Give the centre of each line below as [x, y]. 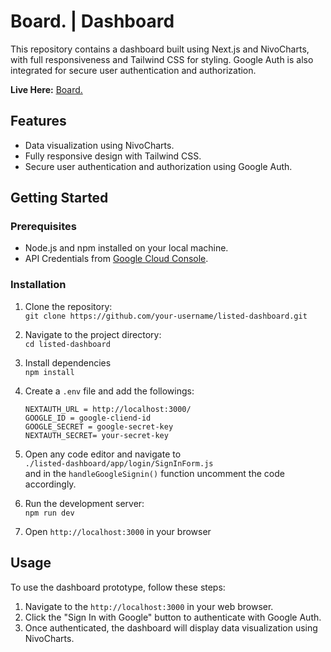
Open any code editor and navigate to [103, 454]
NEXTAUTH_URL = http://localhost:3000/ [108, 409]
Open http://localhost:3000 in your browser [118, 531]
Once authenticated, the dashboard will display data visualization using [171, 627]
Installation [38, 285]
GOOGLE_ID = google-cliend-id [88, 418]
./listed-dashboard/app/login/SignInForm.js [119, 463]
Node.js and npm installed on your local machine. [126, 248]
